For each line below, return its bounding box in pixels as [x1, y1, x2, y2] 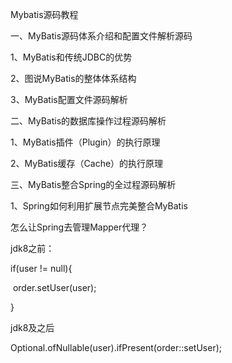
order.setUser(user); [12, 282, 97, 293]
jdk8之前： [10, 243, 55, 254]
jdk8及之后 [10, 322, 55, 333]
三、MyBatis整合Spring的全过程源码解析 [10, 179, 177, 190]
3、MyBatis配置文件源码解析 [10, 94, 128, 105]
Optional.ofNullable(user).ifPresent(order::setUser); [10, 342, 222, 353]
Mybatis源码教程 [10, 9, 79, 20]
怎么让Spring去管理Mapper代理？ [10, 221, 149, 233]
